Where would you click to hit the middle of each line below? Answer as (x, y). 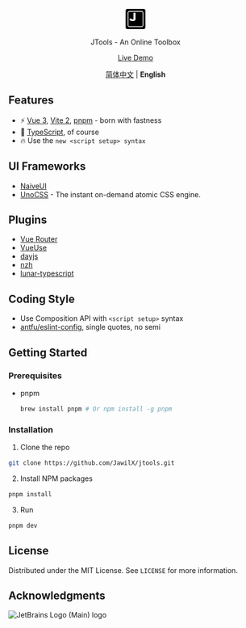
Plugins (28, 220)
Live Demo (136, 58)
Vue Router (39, 239)
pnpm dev (23, 525)
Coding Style (42, 299)
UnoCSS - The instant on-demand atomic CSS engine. (110, 194)
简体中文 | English (136, 74)
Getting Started (48, 352)
